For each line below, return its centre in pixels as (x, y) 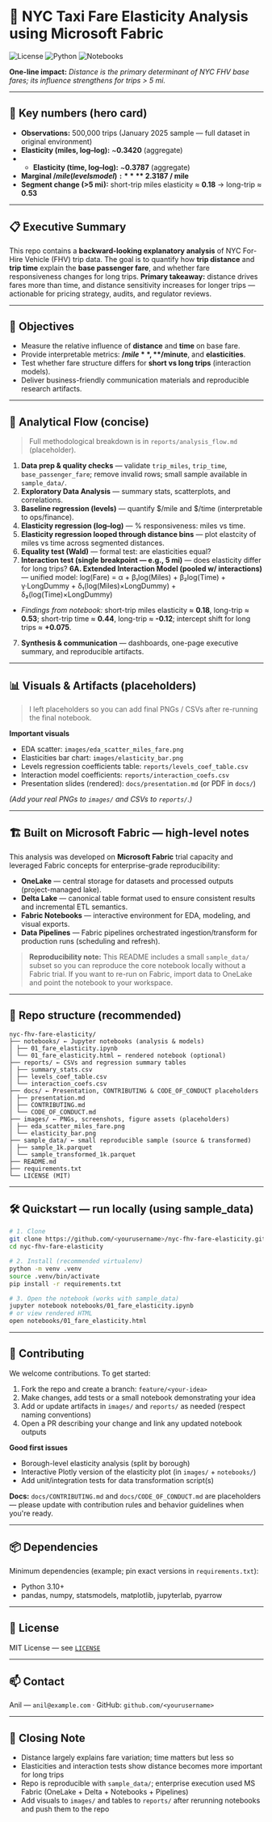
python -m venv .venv (46, 1269)
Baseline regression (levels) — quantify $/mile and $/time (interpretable (142, 509)
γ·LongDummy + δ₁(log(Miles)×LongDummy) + (98, 586)
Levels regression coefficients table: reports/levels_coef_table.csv (134, 766)
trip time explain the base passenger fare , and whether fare (110, 268)
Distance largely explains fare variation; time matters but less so (127, 1757)
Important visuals (40, 733)
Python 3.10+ (43, 1586)
